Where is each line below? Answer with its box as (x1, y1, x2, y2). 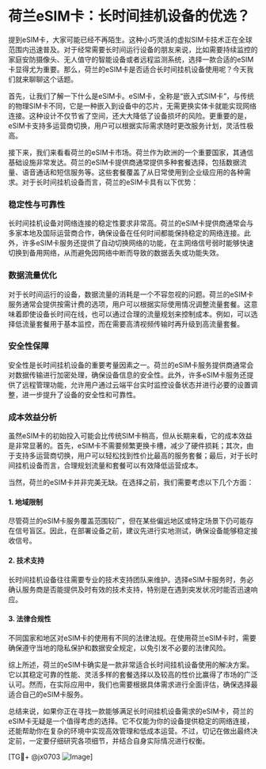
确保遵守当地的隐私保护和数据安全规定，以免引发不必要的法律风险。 (8, 642, 230, 653)
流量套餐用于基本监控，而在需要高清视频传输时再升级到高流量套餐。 (21, 319, 244, 328)
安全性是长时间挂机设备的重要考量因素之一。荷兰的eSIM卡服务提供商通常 (8, 360, 247, 369)
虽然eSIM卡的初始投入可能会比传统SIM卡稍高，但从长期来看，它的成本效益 (8, 431, 253, 441)
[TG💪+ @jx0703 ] (8, 752, 93, 761)
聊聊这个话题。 (28, 74, 78, 84)
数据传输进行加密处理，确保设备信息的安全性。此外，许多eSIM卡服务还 (14, 369, 247, 380)
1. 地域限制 (8, 497, 44, 506)
